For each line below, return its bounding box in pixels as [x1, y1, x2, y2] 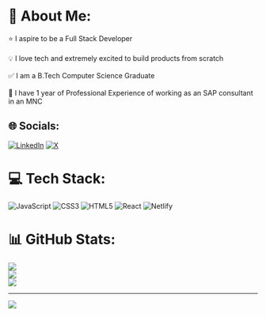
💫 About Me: [8, 7, 92, 25]
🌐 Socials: [8, 119, 60, 133]
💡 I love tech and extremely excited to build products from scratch [8, 53, 224, 62]
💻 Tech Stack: [8, 169, 106, 187]
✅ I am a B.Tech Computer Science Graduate [8, 70, 155, 80]
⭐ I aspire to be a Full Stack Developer [8, 33, 133, 43]
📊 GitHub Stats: [8, 230, 116, 248]
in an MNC [8, 96, 44, 106]
